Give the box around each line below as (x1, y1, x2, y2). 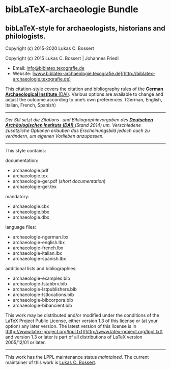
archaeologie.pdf (12, 167, 49, 173)
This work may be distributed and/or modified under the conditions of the (5, 312, 159, 318)
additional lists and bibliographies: (5, 266, 77, 271)
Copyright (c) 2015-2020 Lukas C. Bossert (5, 45, 94, 51)
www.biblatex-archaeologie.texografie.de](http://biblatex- (34, 70, 155, 76)
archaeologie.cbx (12, 203, 49, 209)
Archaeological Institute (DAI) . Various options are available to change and (5, 91, 164, 97)
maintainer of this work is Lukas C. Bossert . (5, 359, 97, 365)
